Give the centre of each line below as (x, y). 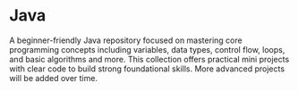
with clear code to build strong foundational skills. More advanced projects (147, 69)
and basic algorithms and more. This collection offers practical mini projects (149, 59)
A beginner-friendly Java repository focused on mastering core (126, 40)
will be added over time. (54, 78)
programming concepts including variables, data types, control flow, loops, (147, 49)
